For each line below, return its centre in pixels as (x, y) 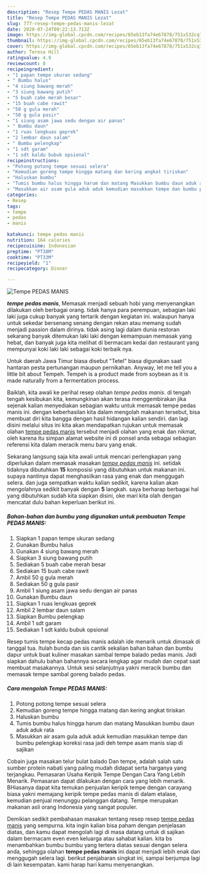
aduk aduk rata (35, 730)
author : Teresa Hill (33, 52)
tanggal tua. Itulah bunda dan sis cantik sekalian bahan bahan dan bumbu (100, 648)
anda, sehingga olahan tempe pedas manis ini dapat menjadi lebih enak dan (103, 852)
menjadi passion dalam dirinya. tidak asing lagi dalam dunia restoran (93, 330)
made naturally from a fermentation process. (64, 381)
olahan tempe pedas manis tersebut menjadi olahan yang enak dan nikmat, (102, 432)
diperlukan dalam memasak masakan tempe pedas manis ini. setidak (94, 463)
